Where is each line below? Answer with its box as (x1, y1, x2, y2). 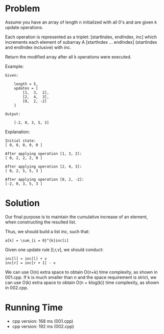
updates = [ (14, 85, 38, 91)
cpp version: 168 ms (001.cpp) (12, 318, 73, 324)
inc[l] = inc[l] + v (5, 256, 47, 261)
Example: (5, 63, 24, 69)
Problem (5, 3, 40, 14)
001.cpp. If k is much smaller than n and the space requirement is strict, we (5, 274, 157, 280)
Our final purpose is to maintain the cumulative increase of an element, (5, 214, 148, 220)
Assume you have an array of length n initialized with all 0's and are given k (5, 19, 157, 25)
